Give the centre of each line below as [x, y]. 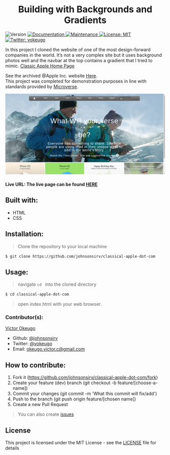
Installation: [25, 234]
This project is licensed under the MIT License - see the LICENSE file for [81, 443]
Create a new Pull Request [40, 405]
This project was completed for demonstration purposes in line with [76, 81]
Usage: [17, 272]
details [12, 448]
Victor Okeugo [20, 328]
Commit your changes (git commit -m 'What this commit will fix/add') [85, 394]
